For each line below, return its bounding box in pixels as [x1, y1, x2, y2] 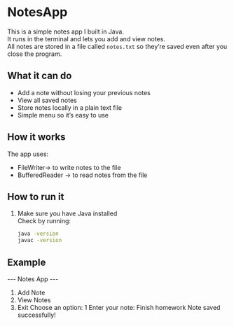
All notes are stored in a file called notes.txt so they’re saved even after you [7, 42, 228, 50]
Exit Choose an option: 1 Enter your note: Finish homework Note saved [17, 303, 221, 311]
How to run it [7, 190, 64, 203]
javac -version [17, 237, 62, 244]
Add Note [17, 288, 46, 297]
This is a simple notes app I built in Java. [7, 27, 125, 36]
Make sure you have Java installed [17, 209, 118, 218]
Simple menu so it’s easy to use [17, 111, 109, 119]
